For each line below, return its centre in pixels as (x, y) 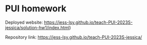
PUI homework (36, 9)
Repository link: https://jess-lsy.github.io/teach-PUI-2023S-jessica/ (73, 37)
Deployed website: (24, 22)
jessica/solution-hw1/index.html (37, 27)
